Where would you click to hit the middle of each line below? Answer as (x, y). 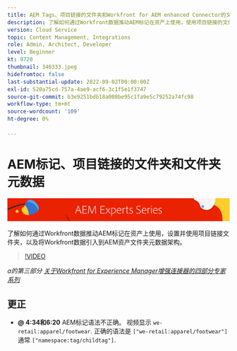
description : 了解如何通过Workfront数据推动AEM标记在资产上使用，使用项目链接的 (115, 22)
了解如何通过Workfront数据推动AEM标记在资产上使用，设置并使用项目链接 (115, 233)
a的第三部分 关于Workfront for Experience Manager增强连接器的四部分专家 (116, 271)
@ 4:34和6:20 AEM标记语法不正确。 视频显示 (84, 322)
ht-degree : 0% (28, 119)
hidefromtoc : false (36, 74)
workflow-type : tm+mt (39, 104)
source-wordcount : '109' (44, 112)
